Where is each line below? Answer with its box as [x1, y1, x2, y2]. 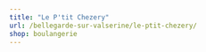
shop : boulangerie [9, 29, 78, 38]
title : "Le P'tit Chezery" [9, 12, 110, 22]
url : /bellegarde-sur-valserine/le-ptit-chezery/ [9, 21, 198, 30]
